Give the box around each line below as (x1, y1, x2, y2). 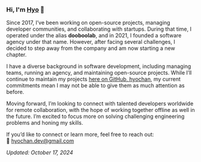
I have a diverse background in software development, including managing (6, 63, 191, 70)
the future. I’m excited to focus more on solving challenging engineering (6, 113, 185, 120)
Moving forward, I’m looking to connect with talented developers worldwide (6, 100, 194, 107)
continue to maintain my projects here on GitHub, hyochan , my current (6, 75, 181, 83)
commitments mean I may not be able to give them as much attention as (6, 82, 185, 89)
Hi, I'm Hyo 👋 (6, 5, 45, 14)
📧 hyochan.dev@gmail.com (6, 137, 74, 145)
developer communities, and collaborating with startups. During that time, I (6, 25, 192, 33)
